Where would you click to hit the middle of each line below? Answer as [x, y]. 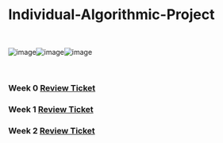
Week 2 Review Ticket [52, 130]
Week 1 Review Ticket [51, 109]
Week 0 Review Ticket [52, 87]
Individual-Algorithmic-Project [111, 15]
